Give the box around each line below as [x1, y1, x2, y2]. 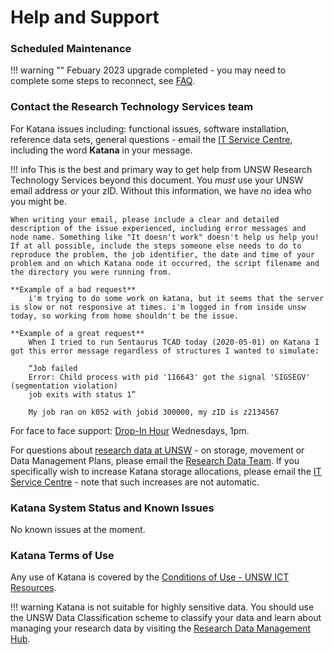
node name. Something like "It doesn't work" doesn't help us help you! [10, 232, 320, 242]
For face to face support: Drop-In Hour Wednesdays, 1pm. [10, 424, 250, 436]
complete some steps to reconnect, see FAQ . [10, 75, 195, 87]
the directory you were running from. [10, 267, 172, 277]
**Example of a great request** [10, 328, 145, 338]
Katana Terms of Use [10, 549, 115, 562]
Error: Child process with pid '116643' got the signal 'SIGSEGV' [28, 372, 311, 382]
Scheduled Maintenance [10, 42, 132, 56]
